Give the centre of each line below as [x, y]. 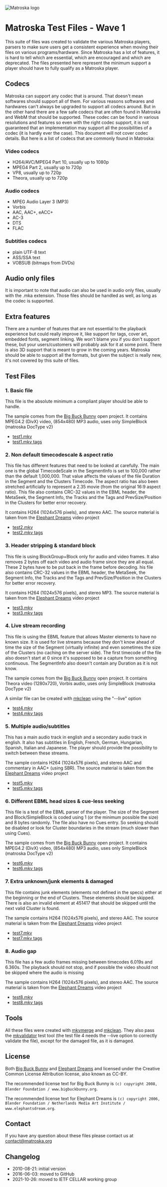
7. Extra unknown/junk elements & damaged [59, 882]
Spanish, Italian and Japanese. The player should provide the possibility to [81, 748]
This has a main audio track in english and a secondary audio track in [76, 737]
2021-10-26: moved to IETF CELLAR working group [65, 1180]
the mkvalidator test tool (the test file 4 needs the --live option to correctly [81, 1035]
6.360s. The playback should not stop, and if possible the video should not [82, 967]
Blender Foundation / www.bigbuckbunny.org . [51, 1089]
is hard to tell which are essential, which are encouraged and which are [78, 57]
